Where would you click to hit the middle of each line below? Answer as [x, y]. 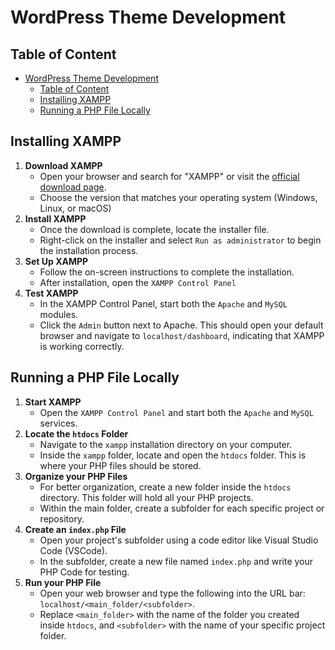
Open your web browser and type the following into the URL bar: [172, 593]
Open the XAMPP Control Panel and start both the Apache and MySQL [176, 412]
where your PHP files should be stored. [120, 465]
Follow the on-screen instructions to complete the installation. [167, 272]
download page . [73, 187]
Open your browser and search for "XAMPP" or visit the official [169, 176]
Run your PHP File [63, 582]
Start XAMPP [53, 402]
